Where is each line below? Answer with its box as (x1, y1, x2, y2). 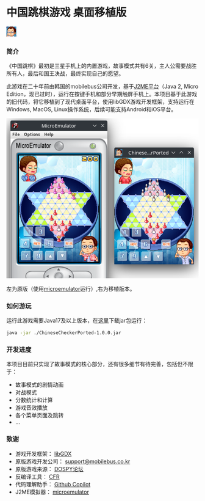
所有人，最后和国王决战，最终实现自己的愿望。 (6, 70, 124, 77)
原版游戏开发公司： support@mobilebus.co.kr (15, 458, 131, 465)
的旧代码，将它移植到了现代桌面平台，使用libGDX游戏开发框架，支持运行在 (6, 98, 195, 106)
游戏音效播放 (15, 404, 48, 411)
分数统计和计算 (15, 397, 53, 404)
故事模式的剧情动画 (15, 381, 64, 389)
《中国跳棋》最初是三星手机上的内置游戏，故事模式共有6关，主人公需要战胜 (6, 62, 197, 70)
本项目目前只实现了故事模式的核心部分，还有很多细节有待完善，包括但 (6, 360, 183, 368)
